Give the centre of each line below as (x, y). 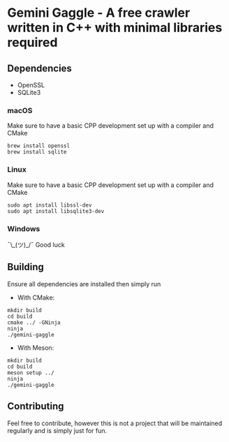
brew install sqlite (37, 152)
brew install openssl (39, 146)
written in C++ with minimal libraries (115, 28)
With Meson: (36, 348)
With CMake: (36, 297)
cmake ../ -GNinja (34, 323)
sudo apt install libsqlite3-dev (56, 211)
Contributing (36, 406)
